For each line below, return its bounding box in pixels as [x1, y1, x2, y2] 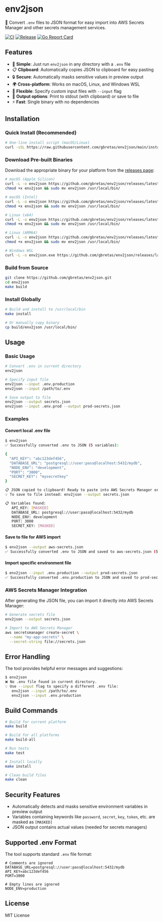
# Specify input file [5, 377, 49, 382]
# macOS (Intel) [5, 195, 38, 200]
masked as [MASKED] [12, 819, 52, 825]
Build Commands [5, 706, 58, 715]
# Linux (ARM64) [5, 230, 38, 235]
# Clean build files [5, 773, 47, 777]
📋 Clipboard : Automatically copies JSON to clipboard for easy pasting [12, 67, 154, 72]
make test [5, 750, 25, 755]
